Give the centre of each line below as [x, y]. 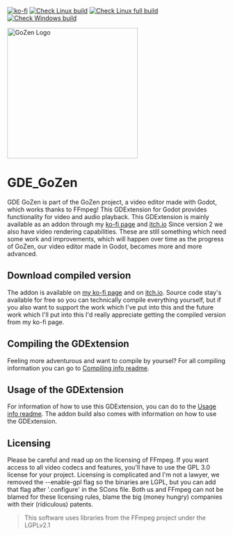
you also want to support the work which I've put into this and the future [111, 307]
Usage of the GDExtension [65, 390]
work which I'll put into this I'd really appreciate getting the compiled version [116, 314]
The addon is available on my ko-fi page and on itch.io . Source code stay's [114, 292]
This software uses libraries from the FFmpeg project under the [115, 518]
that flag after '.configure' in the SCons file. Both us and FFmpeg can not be [115, 490]
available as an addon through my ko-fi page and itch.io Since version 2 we [115, 224]
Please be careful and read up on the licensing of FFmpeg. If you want [108, 460]
